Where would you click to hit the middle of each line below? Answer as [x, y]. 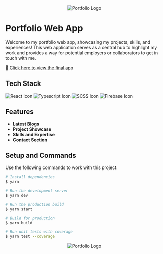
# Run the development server [37, 191]
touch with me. [21, 58]
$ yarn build [19, 223]
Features [19, 112]
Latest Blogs [26, 124]
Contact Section [30, 140]
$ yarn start [19, 209]
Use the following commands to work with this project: [61, 167]
